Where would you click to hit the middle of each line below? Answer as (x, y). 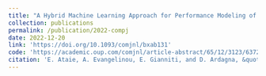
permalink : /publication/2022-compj (68, 30)
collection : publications (51, 23)
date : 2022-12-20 (37, 38)
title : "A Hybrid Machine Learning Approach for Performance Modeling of (133, 15)
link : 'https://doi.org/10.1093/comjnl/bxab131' (90, 45)
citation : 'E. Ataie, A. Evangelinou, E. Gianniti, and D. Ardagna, (123, 60)
